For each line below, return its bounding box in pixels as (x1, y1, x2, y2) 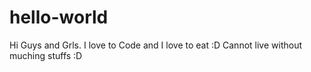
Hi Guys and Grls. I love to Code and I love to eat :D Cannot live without (9, 39, 303, 51)
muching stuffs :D (9, 49, 83, 61)
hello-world (9, 6, 109, 29)
